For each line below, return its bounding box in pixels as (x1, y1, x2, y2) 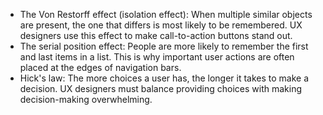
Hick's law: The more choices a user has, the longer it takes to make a (19, 72, 310, 84)
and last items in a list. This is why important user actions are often (19, 51, 295, 63)
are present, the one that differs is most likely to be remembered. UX (19, 19, 303, 31)
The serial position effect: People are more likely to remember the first (19, 40, 309, 52)
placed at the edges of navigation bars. (19, 62, 182, 73)
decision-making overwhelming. (19, 94, 153, 105)
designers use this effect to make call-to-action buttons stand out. (19, 30, 293, 41)
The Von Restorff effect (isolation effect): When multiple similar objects (19, 9, 313, 20)
